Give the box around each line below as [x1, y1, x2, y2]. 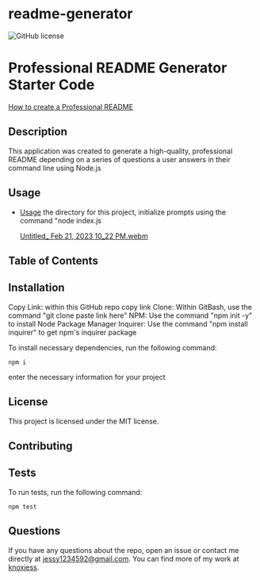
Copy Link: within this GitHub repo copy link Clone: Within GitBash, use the [8, 302, 252, 311]
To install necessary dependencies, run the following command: [8, 342, 217, 352]
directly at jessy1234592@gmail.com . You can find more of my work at [8, 554, 239, 563]
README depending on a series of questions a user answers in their [8, 154, 231, 164]
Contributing [8, 439, 73, 453]
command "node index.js [19, 215, 101, 225]
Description [8, 125, 67, 139]
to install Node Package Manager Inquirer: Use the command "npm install [8, 319, 248, 328]
